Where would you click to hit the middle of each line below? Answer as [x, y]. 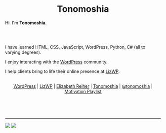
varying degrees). [23, 52]
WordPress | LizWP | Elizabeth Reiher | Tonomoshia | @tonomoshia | [83, 86]
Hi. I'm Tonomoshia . [26, 23]
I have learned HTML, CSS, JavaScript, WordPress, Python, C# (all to [75, 47]
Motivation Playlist [83, 91]
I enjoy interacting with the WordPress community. [56, 62]
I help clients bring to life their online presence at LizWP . [62, 71]
